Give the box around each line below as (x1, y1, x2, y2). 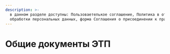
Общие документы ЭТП (5, 38, 111, 49)
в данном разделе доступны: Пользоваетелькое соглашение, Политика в (10, 12, 159, 17)
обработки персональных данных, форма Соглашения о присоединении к (10, 16, 157, 21)
